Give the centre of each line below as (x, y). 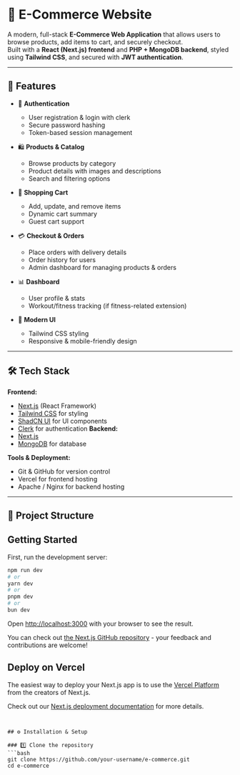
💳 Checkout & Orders (51, 236)
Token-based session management (80, 132)
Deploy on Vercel (46, 667)
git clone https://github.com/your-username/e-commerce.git (99, 759)
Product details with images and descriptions (95, 171)
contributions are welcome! (47, 645)
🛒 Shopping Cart (43, 192)
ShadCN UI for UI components (62, 421)
